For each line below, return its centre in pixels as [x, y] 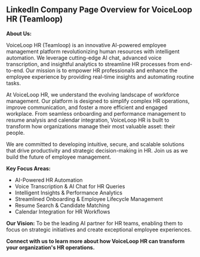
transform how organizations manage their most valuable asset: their [91, 126]
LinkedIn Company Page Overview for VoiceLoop [99, 10]
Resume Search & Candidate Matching [62, 205]
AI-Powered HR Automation [49, 180]
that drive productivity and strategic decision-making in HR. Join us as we [97, 150]
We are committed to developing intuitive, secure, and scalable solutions [96, 144]
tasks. [14, 83]
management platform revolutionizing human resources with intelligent [93, 51]
